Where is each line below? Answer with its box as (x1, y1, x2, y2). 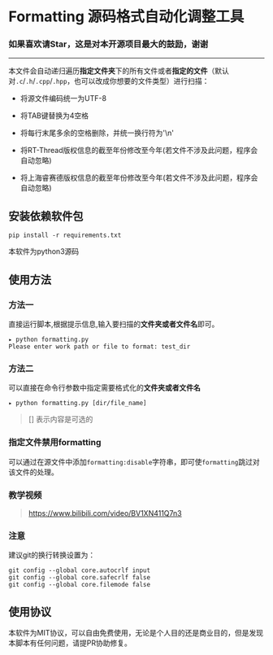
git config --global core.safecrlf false (8, 574, 151, 582)
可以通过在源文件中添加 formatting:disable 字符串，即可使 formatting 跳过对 (8, 456, 260, 466)
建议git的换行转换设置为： (8, 550, 96, 560)
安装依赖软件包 (8, 209, 84, 223)
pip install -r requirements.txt (8, 231, 122, 240)
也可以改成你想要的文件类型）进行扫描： (74, 76, 210, 86)
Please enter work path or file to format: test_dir (8, 343, 191, 351)
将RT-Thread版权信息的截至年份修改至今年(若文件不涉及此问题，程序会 (19, 146, 258, 155)
